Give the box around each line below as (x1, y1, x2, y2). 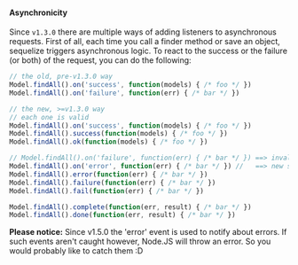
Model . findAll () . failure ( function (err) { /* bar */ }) (9, 178, 216, 187)
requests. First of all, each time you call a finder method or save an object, (9, 36, 281, 47)
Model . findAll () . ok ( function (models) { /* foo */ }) (9, 137, 208, 146)
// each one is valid (9, 113, 90, 121)
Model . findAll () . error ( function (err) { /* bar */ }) (9, 169, 208, 179)
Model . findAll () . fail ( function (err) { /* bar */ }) (9, 186, 204, 195)
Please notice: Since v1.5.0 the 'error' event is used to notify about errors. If (9, 227, 287, 238)
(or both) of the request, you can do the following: (9, 55, 192, 66)
